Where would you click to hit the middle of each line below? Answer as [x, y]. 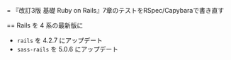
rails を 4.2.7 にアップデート [60, 40]
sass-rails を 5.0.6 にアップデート [67, 49]
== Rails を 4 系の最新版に [45, 25]
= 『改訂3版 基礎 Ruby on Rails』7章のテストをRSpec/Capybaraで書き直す [115, 10]
